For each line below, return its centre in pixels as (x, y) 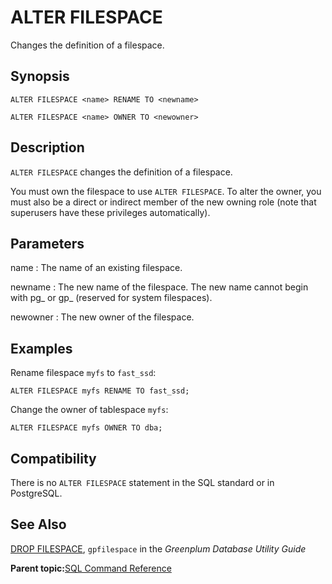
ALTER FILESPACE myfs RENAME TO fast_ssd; (100, 391)
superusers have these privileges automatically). (110, 212)
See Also (38, 524)
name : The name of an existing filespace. (96, 268)
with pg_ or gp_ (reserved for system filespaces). (111, 298)
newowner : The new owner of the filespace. (102, 317)
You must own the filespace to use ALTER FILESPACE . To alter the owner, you (166, 191)
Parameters (47, 243)
